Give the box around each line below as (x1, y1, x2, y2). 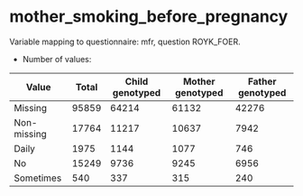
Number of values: (22, 53, 92, 64)
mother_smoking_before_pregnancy (9, 6, 289, 27)
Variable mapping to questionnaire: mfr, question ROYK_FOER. (9, 36, 241, 47)
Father (247, 75, 277, 88)
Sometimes (14, 172, 62, 184)
